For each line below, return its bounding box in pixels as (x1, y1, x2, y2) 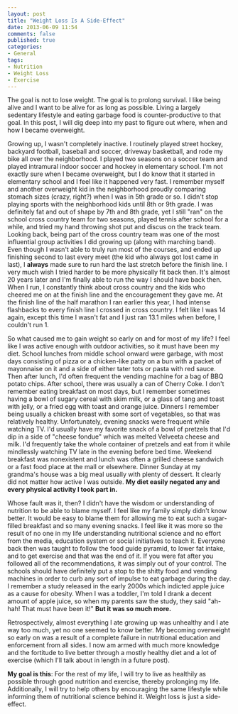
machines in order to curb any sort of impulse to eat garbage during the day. (7, 574, 232, 583)
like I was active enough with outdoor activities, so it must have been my (7, 342, 220, 351)
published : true (7, 37, 55, 44)
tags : (7, 57, 23, 64)
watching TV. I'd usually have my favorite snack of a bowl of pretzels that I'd (7, 425, 231, 434)
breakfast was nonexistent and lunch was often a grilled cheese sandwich (7, 455, 224, 463)
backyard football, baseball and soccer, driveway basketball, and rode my (7, 147, 224, 156)
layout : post (7, 10, 46, 18)
